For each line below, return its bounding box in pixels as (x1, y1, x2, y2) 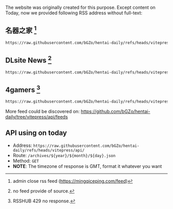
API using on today (5, 128, 67, 138)
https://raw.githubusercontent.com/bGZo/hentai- (33, 143, 140, 148)
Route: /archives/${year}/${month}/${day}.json (12, 152, 116, 158)
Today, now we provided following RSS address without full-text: (5, 10, 143, 16)
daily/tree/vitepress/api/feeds (5, 114, 68, 120)
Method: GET (12, 158, 39, 164)
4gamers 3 (5, 84, 40, 94)
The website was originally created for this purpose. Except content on (5, 5, 156, 10)
